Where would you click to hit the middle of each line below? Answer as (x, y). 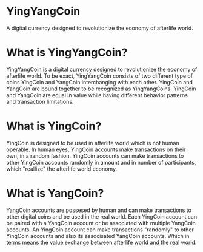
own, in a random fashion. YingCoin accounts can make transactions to (95, 155)
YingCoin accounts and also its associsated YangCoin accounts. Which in (98, 236)
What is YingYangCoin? (67, 53)
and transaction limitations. (40, 101)
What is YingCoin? (54, 126)
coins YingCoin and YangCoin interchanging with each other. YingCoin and (99, 82)
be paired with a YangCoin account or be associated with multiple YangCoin (101, 223)
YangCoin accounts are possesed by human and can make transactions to (99, 210)
